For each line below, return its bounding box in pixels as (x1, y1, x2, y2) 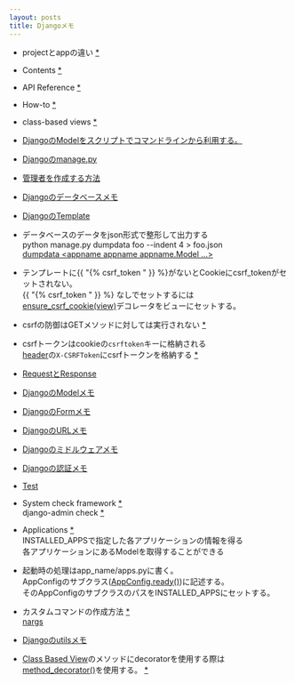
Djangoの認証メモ (21, 462, 88, 473)
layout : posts (9, 12, 62, 22)
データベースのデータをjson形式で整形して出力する (21, 229, 209, 240)
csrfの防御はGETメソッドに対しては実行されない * (21, 319, 207, 330)
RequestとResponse (21, 368, 97, 379)
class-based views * (21, 117, 98, 127)
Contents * (21, 64, 62, 76)
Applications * (21, 524, 75, 534)
